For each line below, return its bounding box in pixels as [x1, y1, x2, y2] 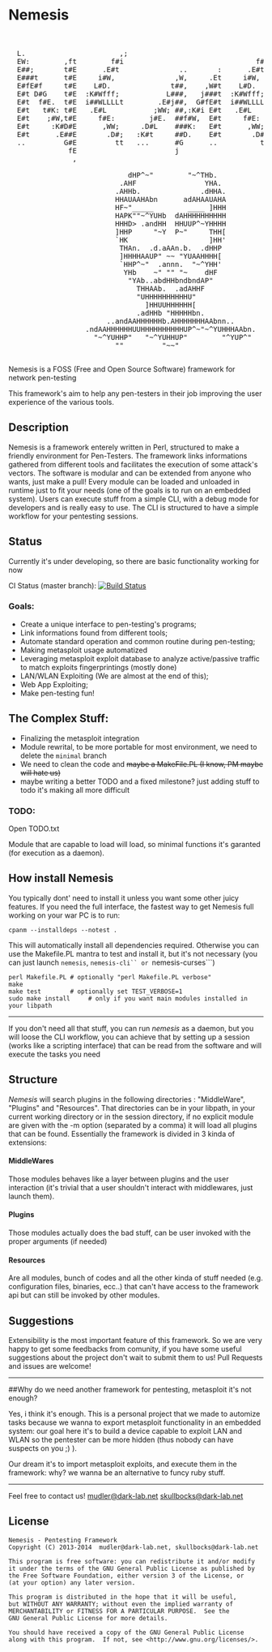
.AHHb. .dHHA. [114, 187, 227, 196]
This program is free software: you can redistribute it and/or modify [8, 1557, 255, 1565]
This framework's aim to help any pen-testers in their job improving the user [8, 388, 262, 398]
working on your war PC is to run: [8, 910, 121, 920]
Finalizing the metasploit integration [19, 733, 140, 743]
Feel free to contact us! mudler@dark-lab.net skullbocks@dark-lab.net [8, 1491, 244, 1501]
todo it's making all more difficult [19, 785, 130, 794]
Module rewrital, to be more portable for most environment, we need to [19, 742, 257, 751]
